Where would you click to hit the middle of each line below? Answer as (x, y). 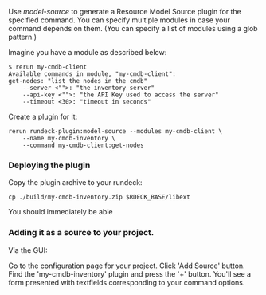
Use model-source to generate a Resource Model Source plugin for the (125, 12)
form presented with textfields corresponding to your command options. (127, 282)
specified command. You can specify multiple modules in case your (119, 20)
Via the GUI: (28, 250)
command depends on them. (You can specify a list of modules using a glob (133, 28)
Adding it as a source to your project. (81, 233)
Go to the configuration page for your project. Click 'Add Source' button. (127, 265)
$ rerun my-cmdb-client (48, 67)
